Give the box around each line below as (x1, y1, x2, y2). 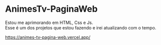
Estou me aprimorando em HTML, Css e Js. (5, 20, 93, 25)
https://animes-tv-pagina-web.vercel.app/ (5, 34, 91, 40)
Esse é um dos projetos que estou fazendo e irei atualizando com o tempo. (5, 24, 157, 30)
